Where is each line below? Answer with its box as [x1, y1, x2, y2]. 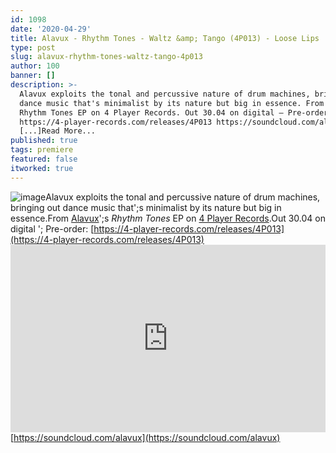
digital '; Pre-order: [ [10, 222, 95, 235]
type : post [10, 42, 56, 53]
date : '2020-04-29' [10, 24, 92, 34]
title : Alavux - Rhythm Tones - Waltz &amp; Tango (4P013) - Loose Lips [10, 33, 320, 43]
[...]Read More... [19, 126, 97, 136]
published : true [10, 136, 78, 146]
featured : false [10, 154, 78, 164]
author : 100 [10, 61, 60, 71]
